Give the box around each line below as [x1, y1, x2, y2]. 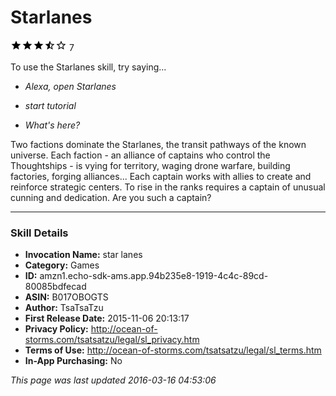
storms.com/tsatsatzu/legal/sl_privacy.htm [24, 334, 200, 346]
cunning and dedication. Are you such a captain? [10, 191, 212, 203]
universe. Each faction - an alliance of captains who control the [10, 149, 271, 161]
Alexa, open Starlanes [24, 80, 117, 92]
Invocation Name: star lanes [24, 249, 143, 261]
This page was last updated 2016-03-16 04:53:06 [10, 374, 217, 386]
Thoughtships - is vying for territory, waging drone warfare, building [10, 159, 291, 171]
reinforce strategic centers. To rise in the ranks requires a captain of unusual [10, 181, 326, 193]
